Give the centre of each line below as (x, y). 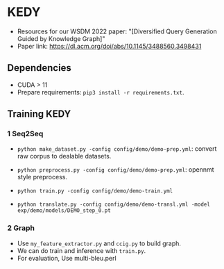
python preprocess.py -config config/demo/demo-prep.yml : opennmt (115, 170)
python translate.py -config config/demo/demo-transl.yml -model (113, 205)
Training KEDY (39, 114)
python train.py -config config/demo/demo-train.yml (95, 191)
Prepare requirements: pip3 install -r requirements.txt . (101, 92)
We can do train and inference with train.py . (81, 250)
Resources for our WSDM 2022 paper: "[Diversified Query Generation (117, 31)
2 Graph (21, 228)
